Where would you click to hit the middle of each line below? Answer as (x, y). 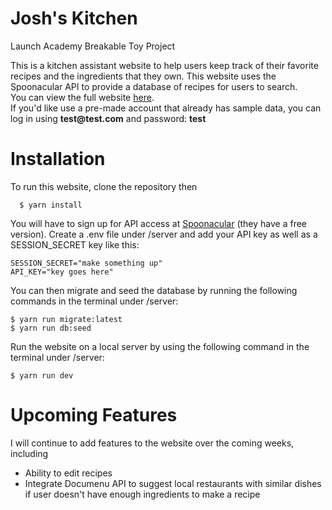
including (29, 453)
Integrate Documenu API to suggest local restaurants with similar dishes (173, 483)
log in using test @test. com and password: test (108, 118)
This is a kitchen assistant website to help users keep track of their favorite (164, 65)
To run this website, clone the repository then (104, 186)
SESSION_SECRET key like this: (75, 244)
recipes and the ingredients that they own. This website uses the (143, 76)
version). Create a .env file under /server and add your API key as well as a (164, 234)
